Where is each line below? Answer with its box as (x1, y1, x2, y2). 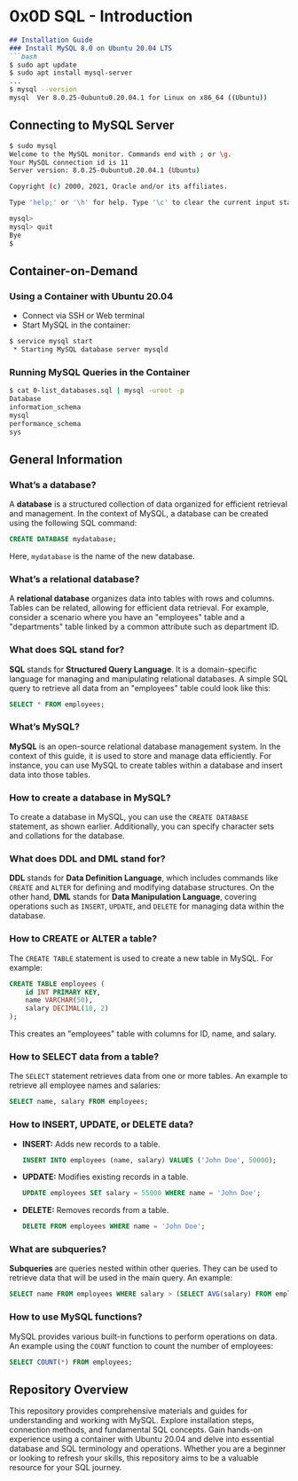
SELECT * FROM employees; (9, 699, 105, 709)
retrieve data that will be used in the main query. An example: (9, 1272, 233, 1283)
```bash (9, 51, 38, 61)
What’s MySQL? (9, 721, 80, 733)
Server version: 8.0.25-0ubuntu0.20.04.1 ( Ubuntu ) (9, 166, 200, 175)
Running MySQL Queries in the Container (9, 366, 191, 378)
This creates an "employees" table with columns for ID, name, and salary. (9, 1028, 278, 1039)
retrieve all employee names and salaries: (9, 1080, 161, 1091)
